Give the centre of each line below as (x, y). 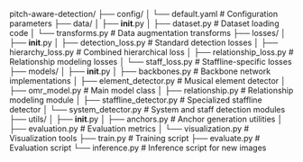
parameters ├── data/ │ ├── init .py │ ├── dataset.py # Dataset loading (144, 23)
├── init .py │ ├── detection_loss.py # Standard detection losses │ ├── (144, 42)
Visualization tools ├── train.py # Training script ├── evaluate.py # (135, 138)
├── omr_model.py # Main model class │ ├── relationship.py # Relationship (151, 90)
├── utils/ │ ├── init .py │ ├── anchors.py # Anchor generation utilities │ (146, 119)
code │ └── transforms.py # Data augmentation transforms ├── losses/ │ (148, 33)
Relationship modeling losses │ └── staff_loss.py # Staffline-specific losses (151, 62)
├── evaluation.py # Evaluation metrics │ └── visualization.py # (129, 129)
